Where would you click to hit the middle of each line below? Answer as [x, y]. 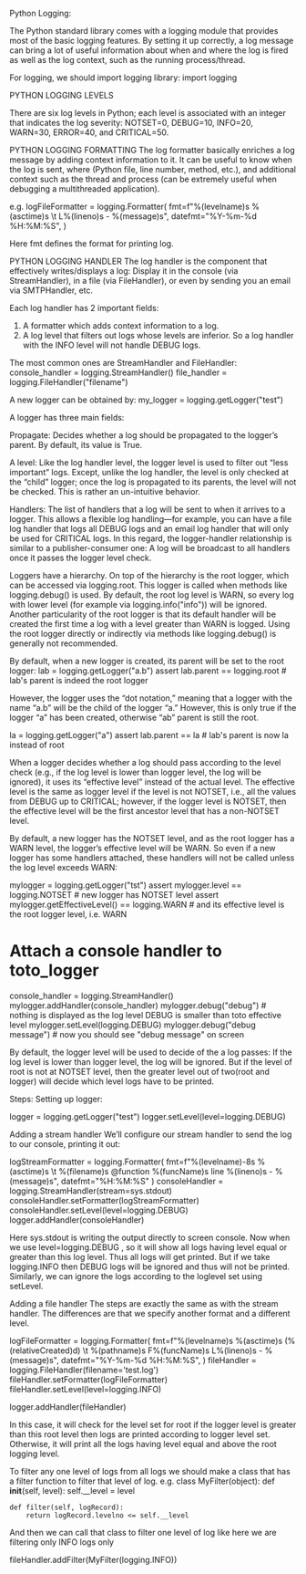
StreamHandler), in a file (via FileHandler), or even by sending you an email [150, 281]
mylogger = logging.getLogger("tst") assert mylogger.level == [126, 885]
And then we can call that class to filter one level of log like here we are [143, 1532]
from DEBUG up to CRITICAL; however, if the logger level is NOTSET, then [148, 801]
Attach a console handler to [116, 951]
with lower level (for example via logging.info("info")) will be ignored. [138, 605]
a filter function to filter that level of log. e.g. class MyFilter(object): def [142, 1481]
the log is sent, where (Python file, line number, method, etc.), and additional [153, 169]
